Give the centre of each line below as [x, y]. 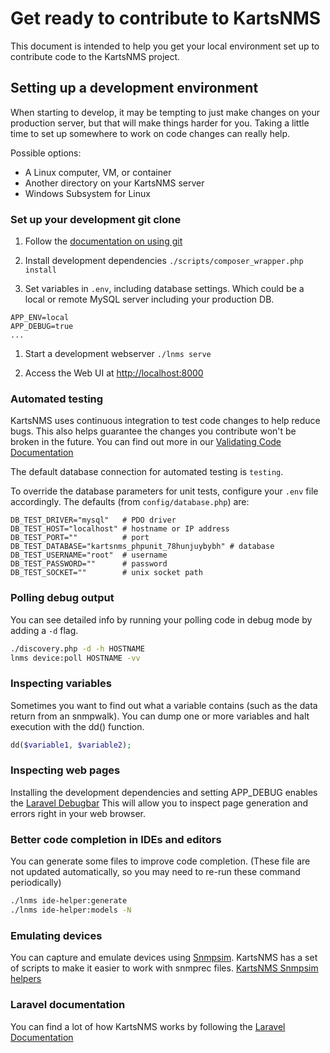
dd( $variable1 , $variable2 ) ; [71, 745]
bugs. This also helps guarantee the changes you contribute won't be [153, 431]
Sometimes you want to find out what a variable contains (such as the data [164, 705]
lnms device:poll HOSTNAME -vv [75, 658]
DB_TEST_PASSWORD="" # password [89, 564]
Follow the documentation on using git [103, 241]
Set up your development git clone [96, 219]
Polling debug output [62, 598]
